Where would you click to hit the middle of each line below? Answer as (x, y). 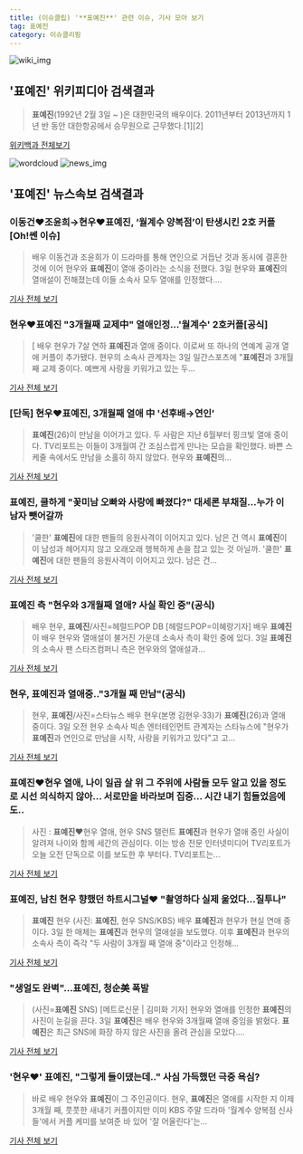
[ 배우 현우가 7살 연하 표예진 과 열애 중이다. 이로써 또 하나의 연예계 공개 (156, 346)
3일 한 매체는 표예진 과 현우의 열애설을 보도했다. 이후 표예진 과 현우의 (170, 931)
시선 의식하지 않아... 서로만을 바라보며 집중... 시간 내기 (130, 796)
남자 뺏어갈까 (36, 516)
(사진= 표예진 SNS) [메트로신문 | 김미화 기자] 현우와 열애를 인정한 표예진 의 (161, 1009)
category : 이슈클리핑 (45, 34)
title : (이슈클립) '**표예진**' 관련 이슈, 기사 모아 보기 (107, 18)
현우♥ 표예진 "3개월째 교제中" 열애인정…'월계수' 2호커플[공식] (139, 324)
